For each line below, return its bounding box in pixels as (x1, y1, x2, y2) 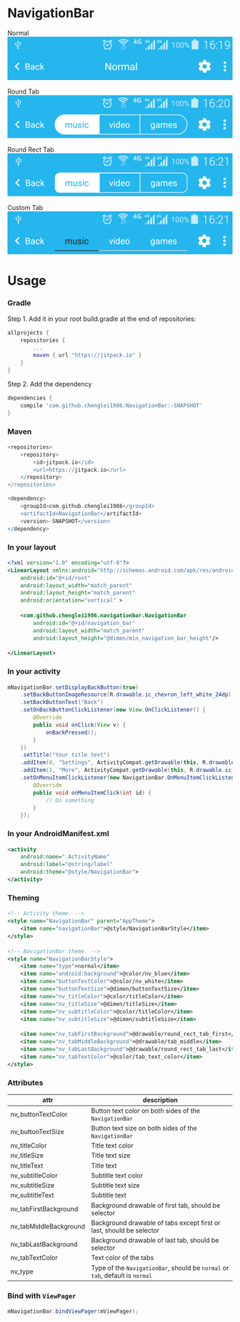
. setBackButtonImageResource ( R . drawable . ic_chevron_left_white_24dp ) (20, 691, 232, 698)
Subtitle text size (91, 1181, 141, 1190)
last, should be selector (91, 1226, 160, 1234)
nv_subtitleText (10, 1191, 54, 1200)
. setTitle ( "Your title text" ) (20, 752, 111, 759)
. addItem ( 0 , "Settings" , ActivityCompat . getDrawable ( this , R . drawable (20, 759, 235, 766)
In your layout (7, 542, 56, 552)
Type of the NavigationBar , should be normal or (91, 1263, 229, 1272)
